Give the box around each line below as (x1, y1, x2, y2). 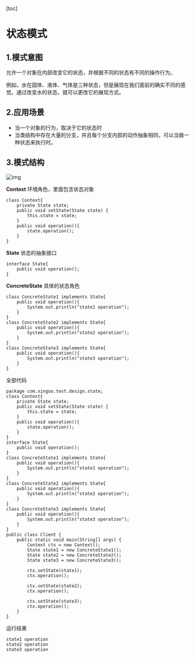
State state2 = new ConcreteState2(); (27, 552, 122, 558)
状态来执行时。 (19, 139, 56, 146)
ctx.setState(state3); (27, 598, 83, 604)
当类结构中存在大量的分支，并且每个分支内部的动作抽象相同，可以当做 (14, 131, 184, 138)
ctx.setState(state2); (27, 582, 83, 589)
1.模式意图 (6, 52, 43, 62)
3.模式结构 (6, 157, 45, 167)
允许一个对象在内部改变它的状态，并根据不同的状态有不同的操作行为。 (6, 69, 176, 76)
